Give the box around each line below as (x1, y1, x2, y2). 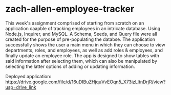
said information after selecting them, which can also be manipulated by (5, 58, 158, 64)
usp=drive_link (5, 84, 37, 90)
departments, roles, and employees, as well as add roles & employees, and (5, 47, 163, 53)
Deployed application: (5, 73, 52, 79)
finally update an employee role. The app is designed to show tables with (5, 52, 160, 59)
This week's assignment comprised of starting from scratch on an (5, 20, 144, 26)
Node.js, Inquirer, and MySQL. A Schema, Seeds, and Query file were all (5, 31, 157, 37)
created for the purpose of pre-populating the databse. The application (5, 36, 155, 42)
